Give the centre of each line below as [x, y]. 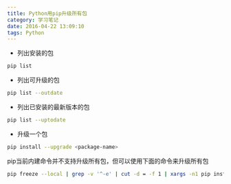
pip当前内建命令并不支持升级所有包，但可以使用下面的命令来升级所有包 [108, 161]
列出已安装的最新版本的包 [53, 107]
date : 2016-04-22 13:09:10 [46, 26]
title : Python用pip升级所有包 [47, 13]
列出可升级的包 [38, 80]
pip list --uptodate [37, 120]
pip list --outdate [35, 93]
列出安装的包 [35, 53]
